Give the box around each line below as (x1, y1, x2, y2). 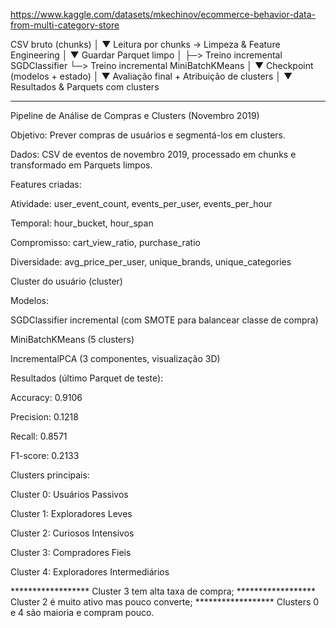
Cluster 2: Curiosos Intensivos (10, 527, 135, 539)
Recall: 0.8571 (10, 430, 68, 442)
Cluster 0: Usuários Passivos (10, 489, 129, 500)
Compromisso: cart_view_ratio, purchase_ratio (10, 237, 201, 248)
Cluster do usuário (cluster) (10, 275, 123, 287)
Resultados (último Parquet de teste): (10, 372, 164, 384)
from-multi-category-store (10, 19, 120, 31)
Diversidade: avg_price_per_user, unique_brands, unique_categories (10, 256, 292, 268)
